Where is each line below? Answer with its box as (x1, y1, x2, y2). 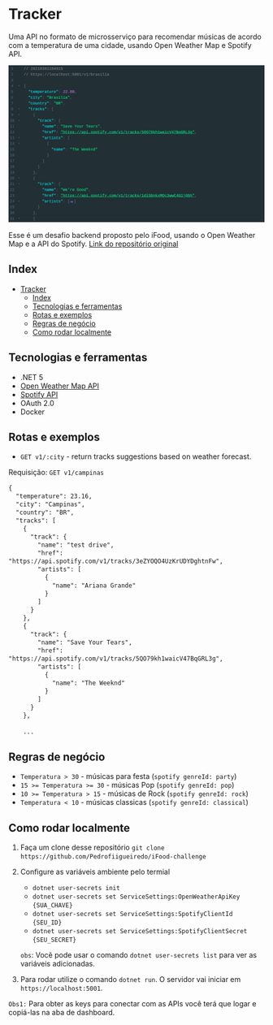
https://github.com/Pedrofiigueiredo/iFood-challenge (19, 853, 206, 861)
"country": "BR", (15, 508, 75, 517)
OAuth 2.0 (19, 398, 54, 408)
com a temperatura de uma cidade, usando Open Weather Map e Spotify (8, 40, 252, 50)
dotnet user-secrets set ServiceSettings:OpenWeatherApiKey (32, 893, 240, 902)
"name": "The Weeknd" (51, 679, 126, 687)
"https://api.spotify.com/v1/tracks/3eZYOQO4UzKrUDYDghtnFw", (8, 557, 223, 565)
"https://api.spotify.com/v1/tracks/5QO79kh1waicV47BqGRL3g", (8, 655, 223, 663)
